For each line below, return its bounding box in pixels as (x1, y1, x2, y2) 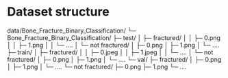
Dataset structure (7, 4, 110, 20)
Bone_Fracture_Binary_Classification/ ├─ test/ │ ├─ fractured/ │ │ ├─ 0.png (7, 33, 221, 41)
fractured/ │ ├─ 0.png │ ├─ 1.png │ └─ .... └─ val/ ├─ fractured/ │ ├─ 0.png (7, 55, 222, 63)
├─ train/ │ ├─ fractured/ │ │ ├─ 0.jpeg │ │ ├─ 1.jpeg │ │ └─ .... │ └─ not (7, 48, 214, 56)
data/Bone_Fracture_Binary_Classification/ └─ (7, 26, 137, 35)
